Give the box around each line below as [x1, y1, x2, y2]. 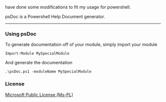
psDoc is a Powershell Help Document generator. [5, 14, 105, 19]
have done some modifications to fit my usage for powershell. [5, 4, 131, 10]
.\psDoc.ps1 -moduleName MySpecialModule [5, 69, 92, 74]
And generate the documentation [5, 60, 73, 66]
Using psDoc [5, 30, 37, 37]
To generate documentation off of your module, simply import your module [5, 42, 158, 48]
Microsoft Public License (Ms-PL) [5, 92, 73, 98]
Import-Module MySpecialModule [5, 51, 70, 56]
